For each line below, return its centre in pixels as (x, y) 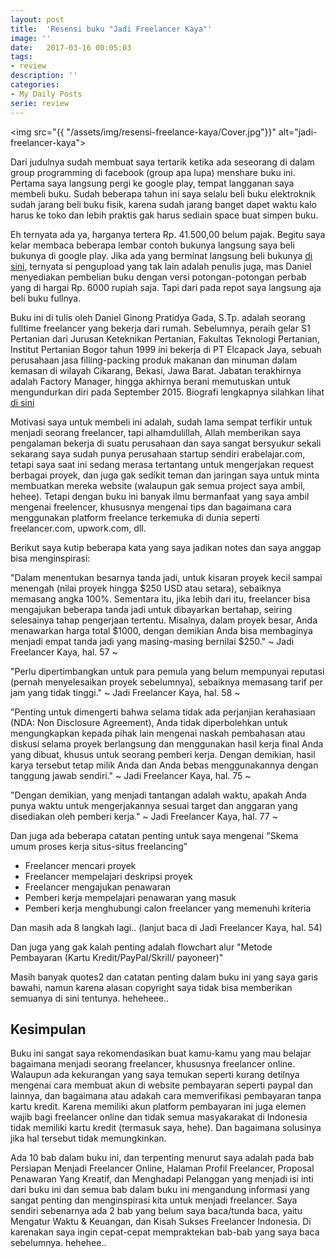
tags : (21, 57)
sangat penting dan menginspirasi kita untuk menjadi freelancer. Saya (154, 1200)
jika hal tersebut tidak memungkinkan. (88, 1138)
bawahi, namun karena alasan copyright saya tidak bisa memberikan (151, 987)
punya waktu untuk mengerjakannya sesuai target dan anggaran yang (154, 805)
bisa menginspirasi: (50, 558)
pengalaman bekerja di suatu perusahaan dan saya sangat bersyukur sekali (166, 443)
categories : (35, 85)
